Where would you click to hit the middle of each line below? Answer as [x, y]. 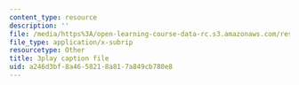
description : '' [39, 26]
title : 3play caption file [59, 58]
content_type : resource [53, 17]
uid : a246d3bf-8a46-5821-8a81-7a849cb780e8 [91, 67]
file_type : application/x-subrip [71, 42]
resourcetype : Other [48, 50]
